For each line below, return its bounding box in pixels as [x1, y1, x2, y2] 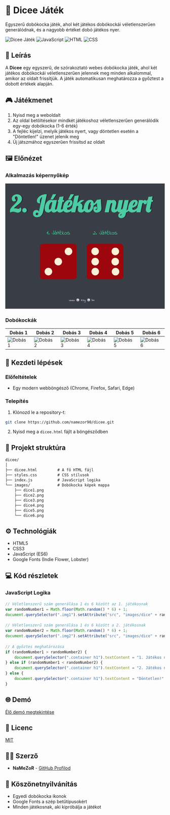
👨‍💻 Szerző [5, 751, 38, 760]
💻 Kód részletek [5, 572, 58, 580]
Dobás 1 [9, 329, 28, 335]
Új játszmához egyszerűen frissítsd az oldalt [12, 139, 105, 145]
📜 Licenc [5, 723, 33, 732]
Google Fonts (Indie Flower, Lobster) [12, 556, 89, 563]
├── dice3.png [14, 498, 44, 503]
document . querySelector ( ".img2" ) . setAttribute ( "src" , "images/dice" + [5, 633, 157, 638]
